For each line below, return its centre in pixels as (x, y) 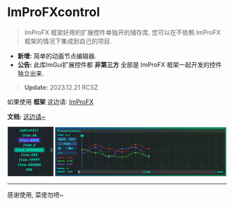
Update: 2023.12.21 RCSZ (61, 87)
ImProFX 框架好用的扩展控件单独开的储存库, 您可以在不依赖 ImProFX (123, 32)
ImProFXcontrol (54, 12)
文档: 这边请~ (26, 117)
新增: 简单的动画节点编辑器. (57, 56)
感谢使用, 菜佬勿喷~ (36, 194)
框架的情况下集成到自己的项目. (68, 41)
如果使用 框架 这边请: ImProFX (50, 101)
